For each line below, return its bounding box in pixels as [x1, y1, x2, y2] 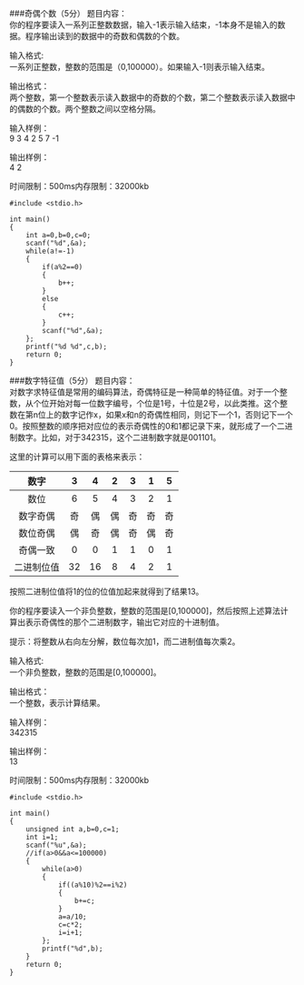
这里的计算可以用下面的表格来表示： [9, 451, 145, 462]
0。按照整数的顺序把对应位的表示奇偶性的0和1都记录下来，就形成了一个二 [9, 421, 286, 431]
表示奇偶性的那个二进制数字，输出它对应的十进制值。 [25, 617, 224, 628]
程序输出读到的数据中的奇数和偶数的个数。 [25, 31, 184, 41]
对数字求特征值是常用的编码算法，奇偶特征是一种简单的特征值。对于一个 [9, 387, 279, 397]
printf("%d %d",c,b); [25, 342, 107, 351]
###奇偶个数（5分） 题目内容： [9, 8, 127, 18]
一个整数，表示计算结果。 [9, 698, 105, 708]
